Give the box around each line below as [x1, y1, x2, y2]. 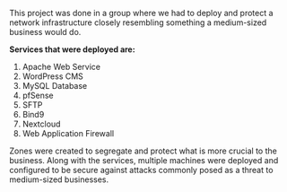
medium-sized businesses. [9, 174, 109, 185]
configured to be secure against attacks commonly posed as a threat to [9, 165, 274, 175]
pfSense [22, 90, 54, 100]
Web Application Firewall [22, 128, 115, 138]
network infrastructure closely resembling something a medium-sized [9, 17, 267, 28]
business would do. [9, 27, 82, 37]
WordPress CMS [22, 71, 83, 82]
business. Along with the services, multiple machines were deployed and [9, 155, 279, 165]
